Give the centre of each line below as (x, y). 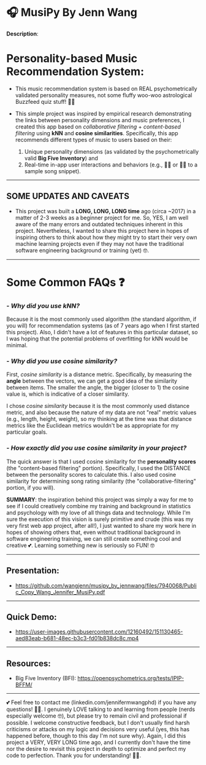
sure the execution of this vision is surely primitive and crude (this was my (100, 519)
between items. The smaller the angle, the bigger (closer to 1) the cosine (98, 388)
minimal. (17, 345)
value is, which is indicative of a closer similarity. (68, 394)
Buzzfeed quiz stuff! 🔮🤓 (45, 101)
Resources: (29, 663)
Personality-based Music (72, 59)
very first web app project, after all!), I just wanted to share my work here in (101, 525)
